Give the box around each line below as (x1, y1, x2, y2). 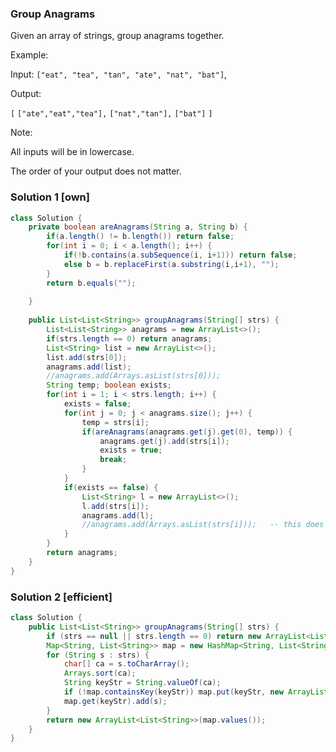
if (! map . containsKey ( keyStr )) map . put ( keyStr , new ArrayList (63, 687, 329, 697)
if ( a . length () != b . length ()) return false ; (46, 232, 235, 242)
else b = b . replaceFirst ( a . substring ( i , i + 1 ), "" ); (63, 259, 280, 269)
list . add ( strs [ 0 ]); (46, 352, 128, 362)
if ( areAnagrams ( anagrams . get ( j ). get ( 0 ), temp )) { (81, 427, 293, 437)
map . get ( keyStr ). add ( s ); (63, 696, 168, 706)
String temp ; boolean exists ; (46, 380, 172, 391)
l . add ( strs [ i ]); (81, 501, 150, 511)
